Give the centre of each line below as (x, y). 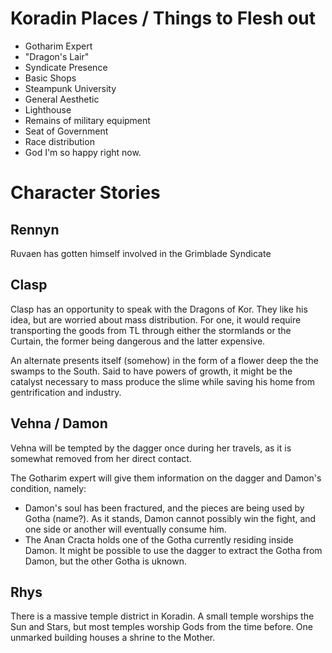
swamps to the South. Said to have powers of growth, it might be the (151, 371)
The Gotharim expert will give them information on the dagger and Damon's (166, 478)
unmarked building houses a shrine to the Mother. (113, 638)
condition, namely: (48, 488)
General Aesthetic (62, 99)
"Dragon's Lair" (57, 56)
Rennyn (35, 229)
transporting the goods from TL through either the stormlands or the (151, 330)
